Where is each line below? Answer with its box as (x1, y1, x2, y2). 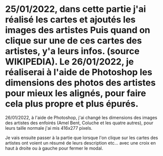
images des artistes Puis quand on (5, 25, 151, 36)
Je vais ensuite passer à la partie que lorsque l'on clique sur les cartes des (5, 135, 158, 141)
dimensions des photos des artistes (5, 77, 156, 89)
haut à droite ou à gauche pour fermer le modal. (5, 145, 103, 151)
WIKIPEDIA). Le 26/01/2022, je (5, 56, 134, 67)
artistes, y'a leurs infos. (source (5, 46, 140, 57)
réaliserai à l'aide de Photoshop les (5, 67, 153, 78)
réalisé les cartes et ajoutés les (5, 14, 136, 25)
